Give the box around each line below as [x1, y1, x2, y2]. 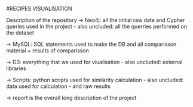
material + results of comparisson [6, 47, 90, 54]
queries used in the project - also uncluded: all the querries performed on [6, 23, 187, 30]
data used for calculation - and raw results [6, 83, 111, 90]
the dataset [6, 29, 35, 36]
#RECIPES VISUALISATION [6, 5, 72, 12]
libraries [6, 65, 26, 72]
